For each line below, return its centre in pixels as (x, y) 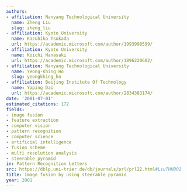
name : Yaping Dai (32, 88)
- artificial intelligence (39, 142)
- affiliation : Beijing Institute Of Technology (66, 83)
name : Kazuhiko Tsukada (40, 39)
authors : (17, 11)
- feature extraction (32, 121)
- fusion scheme (26, 148)
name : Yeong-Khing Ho (38, 71)
